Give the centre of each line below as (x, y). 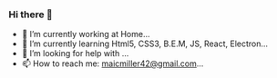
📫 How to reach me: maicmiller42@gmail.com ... (113, 63)
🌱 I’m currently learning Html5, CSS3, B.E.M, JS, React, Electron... (145, 44)
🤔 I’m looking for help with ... (75, 54)
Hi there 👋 (31, 15)
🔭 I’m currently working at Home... (86, 34)
